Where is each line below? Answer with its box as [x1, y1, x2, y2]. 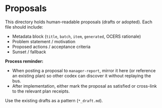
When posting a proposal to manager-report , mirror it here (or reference [12, 67, 156, 73]
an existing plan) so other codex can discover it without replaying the [12, 73, 151, 78]
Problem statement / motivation [12, 38, 76, 44]
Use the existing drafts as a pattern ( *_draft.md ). [5, 97, 103, 103]
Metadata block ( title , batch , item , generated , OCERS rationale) [12, 33, 142, 39]
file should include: [5, 24, 43, 30]
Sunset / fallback [12, 49, 46, 55]
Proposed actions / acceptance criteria [12, 44, 91, 49]
